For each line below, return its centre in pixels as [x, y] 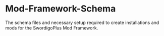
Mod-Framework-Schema [61, 9]
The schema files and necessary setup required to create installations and [82, 22]
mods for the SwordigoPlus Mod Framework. [52, 27]
